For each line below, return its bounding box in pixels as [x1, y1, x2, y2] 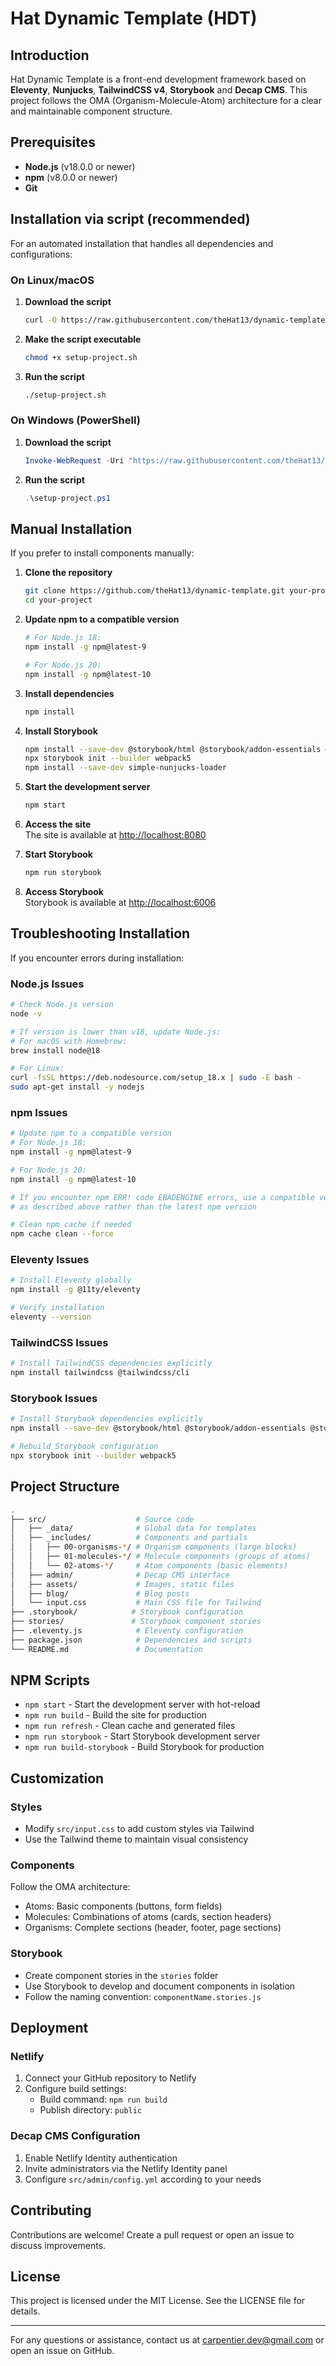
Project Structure [10, 1478, 120, 1496]
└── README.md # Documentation [10, 1644, 203, 1654]
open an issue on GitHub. [10, 2345, 115, 2357]
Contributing [10, 2202, 92, 2219]
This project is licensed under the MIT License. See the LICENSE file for [10, 2295, 306, 2307]
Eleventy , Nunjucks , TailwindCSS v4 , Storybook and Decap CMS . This [10, 84, 308, 96]
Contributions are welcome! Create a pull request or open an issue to [10, 2228, 295, 2241]
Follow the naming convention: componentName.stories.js [24, 1990, 262, 2002]
